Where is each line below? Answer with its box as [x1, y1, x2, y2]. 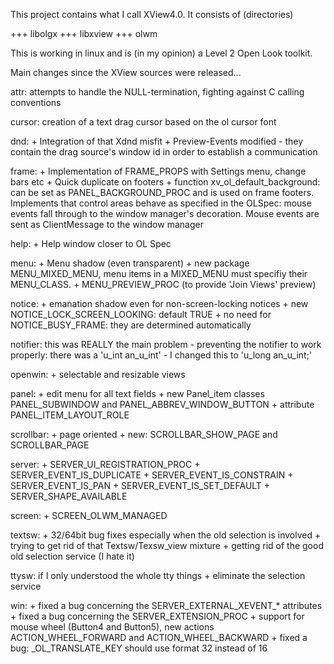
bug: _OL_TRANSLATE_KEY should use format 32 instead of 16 [10, 642, 268, 654]
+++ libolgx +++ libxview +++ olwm [10, 28, 158, 39]
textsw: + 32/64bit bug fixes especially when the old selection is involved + [10, 529, 322, 541]
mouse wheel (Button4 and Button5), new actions [10, 621, 215, 633]
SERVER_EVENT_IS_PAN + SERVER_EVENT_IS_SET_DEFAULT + [10, 480, 271, 491]
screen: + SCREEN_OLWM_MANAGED [10, 510, 168, 521]
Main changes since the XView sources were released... [10, 67, 242, 78]
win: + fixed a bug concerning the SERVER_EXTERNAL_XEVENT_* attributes [10, 600, 323, 611]
